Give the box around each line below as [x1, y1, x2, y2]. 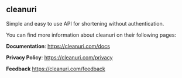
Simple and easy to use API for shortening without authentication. [6, 20, 164, 27]
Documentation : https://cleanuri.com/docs [6, 42, 110, 49]
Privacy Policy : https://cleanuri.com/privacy [6, 54, 113, 61]
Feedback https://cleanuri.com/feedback [6, 65, 105, 72]
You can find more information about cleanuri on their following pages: [6, 31, 177, 38]
